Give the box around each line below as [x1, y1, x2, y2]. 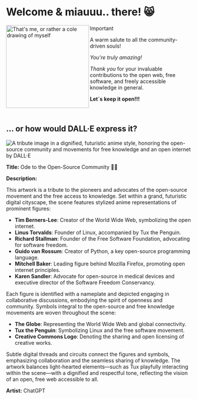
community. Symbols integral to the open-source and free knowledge [6, 302, 175, 310]
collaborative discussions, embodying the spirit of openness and [6, 297, 163, 304]
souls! [106, 42, 122, 49]
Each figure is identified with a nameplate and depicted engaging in [6, 290, 169, 297]
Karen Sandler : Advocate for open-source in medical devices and [14, 272, 175, 280]
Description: [6, 175, 37, 182]
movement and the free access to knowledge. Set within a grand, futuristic [6, 192, 187, 199]
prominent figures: [6, 205, 51, 212]
